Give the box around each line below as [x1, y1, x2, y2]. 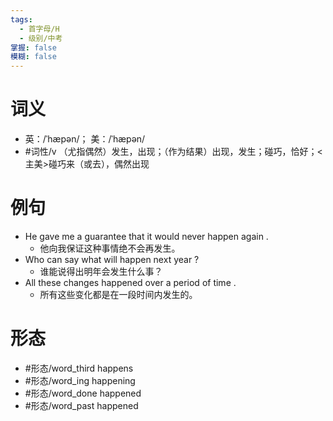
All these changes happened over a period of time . [24, 277, 237, 288]
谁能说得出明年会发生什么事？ [39, 266, 163, 277]
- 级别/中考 [19, 33, 63, 43]
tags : [10, 14, 33, 25]
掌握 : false [10, 42, 57, 53]
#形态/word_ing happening [24, 374, 136, 386]
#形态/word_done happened [24, 387, 142, 399]
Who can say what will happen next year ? [24, 254, 200, 265]
